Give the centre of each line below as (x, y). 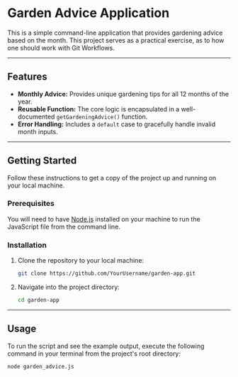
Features (27, 77)
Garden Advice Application (89, 13)
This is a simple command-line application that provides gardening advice (115, 33)
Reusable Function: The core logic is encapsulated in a (98, 109)
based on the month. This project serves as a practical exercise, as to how (116, 40)
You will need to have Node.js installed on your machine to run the (104, 219)
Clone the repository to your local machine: (80, 261)
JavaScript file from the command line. (64, 226)
